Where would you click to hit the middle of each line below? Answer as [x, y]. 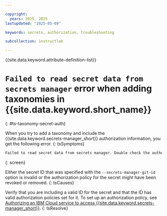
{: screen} [15, 162]
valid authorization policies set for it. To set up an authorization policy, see [81, 198]
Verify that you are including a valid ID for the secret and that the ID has [78, 192]
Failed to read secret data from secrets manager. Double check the [78, 153]
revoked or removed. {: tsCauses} [40, 183]
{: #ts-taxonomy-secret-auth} [36, 124]
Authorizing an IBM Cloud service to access [50, 203]
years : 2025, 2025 [29, 19]
